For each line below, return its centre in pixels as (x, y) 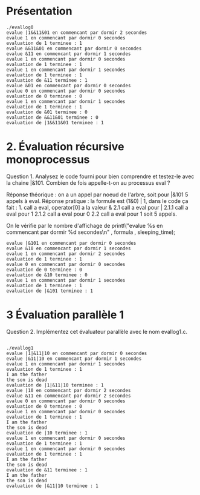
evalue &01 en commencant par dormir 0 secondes (69, 85)
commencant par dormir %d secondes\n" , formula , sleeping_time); (91, 232)
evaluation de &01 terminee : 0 (47, 112)
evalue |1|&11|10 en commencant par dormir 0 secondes (77, 353)
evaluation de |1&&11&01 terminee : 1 (55, 122)
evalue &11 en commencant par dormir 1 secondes (69, 54)
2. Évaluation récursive (65, 147)
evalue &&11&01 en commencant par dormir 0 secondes (74, 48)
